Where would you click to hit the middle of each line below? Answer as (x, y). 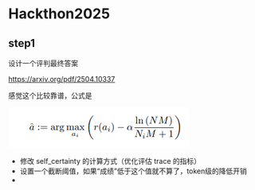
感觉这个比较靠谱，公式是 (50, 95)
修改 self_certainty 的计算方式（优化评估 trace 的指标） (110, 161)
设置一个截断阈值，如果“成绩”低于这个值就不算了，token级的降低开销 (133, 171)
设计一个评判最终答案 (43, 63)
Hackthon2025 (59, 14)
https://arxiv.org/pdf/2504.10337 (62, 79)
